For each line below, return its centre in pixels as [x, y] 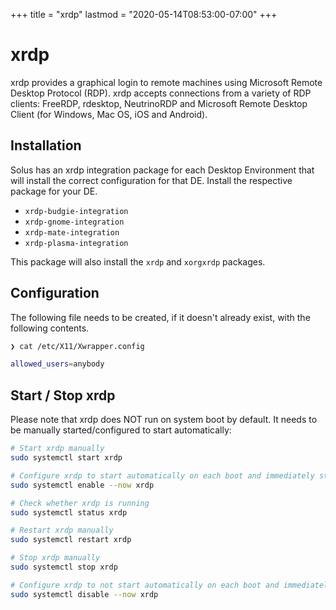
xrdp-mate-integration [72, 232]
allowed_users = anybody [57, 364]
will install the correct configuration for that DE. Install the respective [151, 180]
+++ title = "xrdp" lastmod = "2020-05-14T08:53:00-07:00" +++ [144, 14]
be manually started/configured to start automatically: [121, 430]
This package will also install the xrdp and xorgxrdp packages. [138, 261]
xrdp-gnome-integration [74, 222]
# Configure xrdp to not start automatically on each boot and [145, 585]
